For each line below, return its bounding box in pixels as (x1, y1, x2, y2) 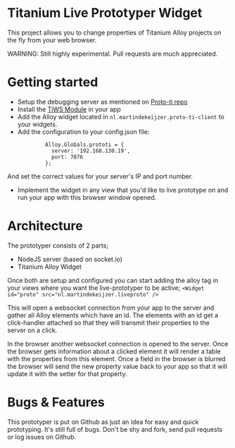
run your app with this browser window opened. (17, 193, 157, 202)
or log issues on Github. (7, 432, 77, 441)
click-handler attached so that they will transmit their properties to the (7, 318, 210, 327)
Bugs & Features (7, 394, 106, 410)
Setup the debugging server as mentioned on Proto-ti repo (17, 97, 188, 106)
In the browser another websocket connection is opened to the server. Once (7, 339, 229, 348)
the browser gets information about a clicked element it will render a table (7, 347, 221, 356)
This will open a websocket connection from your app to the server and (7, 303, 215, 312)
